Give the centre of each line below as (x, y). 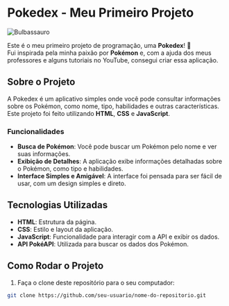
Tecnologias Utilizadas (58, 205)
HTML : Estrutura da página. (57, 222)
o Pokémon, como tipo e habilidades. (70, 169)
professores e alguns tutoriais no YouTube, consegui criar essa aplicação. (113, 60)
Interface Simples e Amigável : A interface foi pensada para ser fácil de (119, 176)
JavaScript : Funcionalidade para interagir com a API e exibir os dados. (118, 237)
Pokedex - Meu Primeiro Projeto (101, 13)
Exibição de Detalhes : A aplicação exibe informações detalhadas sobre (120, 162)
